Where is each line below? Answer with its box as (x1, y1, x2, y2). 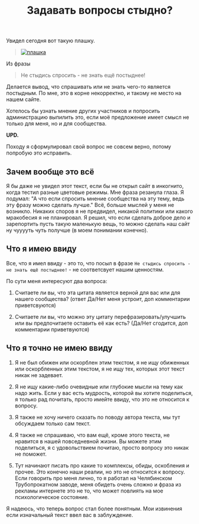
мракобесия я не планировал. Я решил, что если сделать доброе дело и (6, 214, 191, 221)
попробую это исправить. (6, 149, 72, 156)
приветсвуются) (14, 302, 56, 309)
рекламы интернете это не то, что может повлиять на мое (14, 487, 163, 494)
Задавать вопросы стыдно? (26, 4, 173, 17)
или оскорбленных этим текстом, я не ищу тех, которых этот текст (14, 365, 185, 372)
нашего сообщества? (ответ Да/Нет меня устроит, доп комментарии (14, 295, 190, 302)
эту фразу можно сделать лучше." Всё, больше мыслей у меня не (6, 202, 174, 208)
